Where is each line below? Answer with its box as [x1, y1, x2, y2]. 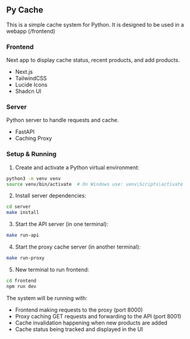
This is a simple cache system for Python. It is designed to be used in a [6, 21, 184, 28]
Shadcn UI [15, 87, 41, 95]
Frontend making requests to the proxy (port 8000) [15, 306, 143, 313]
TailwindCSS [15, 75, 47, 82]
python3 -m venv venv [6, 176, 61, 182]
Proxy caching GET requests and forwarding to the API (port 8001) [15, 312, 182, 320]
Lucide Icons [15, 81, 47, 89]
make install [6, 210, 39, 216]
